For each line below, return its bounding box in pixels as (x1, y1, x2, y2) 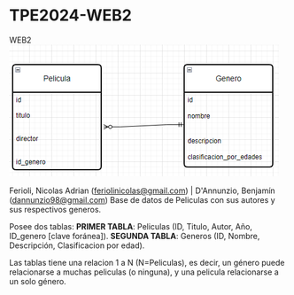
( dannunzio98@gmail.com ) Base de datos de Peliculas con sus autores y (9, 194, 276, 205)
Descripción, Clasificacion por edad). (9, 240, 145, 251)
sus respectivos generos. (9, 204, 102, 214)
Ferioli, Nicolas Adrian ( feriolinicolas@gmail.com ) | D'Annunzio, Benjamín (9, 185, 276, 196)
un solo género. (9, 276, 66, 286)
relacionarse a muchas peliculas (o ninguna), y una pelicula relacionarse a (9, 267, 279, 277)
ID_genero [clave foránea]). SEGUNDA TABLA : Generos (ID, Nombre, (9, 230, 260, 241)
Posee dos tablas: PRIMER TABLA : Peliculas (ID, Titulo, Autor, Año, (9, 221, 252, 231)
